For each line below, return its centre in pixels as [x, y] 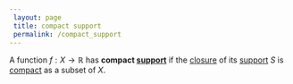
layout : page [38, 17]
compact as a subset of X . [58, 70]
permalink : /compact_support [67, 34]
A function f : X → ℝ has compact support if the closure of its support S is [146, 60]
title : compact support [57, 26]
